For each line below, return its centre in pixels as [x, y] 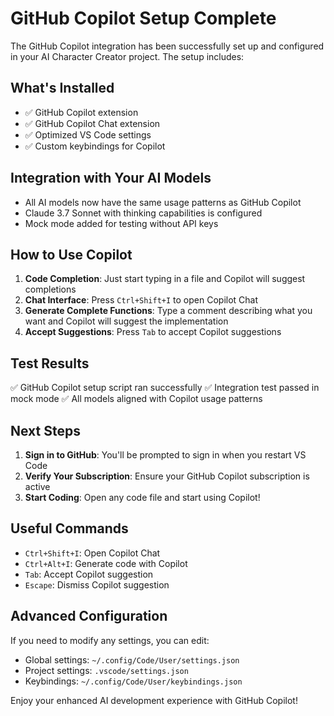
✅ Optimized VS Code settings [88, 134]
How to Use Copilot [71, 254]
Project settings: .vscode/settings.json [106, 670]
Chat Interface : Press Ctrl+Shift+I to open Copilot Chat [141, 300]
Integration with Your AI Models [111, 178]
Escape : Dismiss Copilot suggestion [97, 584]
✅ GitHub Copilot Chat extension [92, 123]
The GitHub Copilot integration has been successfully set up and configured [167, 46]
